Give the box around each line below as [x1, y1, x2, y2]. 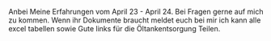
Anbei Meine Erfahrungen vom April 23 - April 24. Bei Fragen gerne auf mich [8, 7, 265, 16]
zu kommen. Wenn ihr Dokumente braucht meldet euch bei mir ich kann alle [8, 15, 261, 25]
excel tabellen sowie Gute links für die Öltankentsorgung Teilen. [8, 24, 221, 33]
